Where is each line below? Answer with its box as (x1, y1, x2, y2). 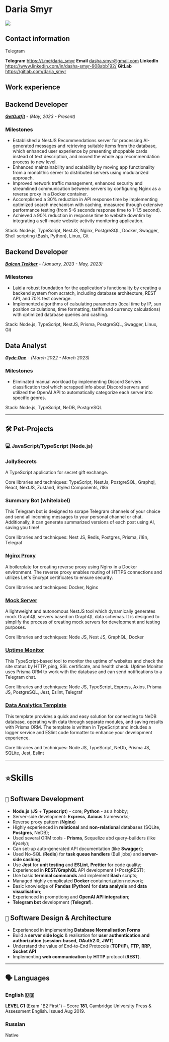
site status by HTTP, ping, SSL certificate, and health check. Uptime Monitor (5, 664, 163, 670)
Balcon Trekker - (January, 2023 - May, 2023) (5, 261, 103, 267)
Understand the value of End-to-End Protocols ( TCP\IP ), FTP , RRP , (12, 943, 152, 949)
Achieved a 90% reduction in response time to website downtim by (12, 213, 152, 219)
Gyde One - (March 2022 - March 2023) (5, 355, 90, 361)
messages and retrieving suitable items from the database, (35, 143, 157, 149)
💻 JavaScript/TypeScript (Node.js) (5, 442, 93, 449)
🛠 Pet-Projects (5, 424, 54, 433)
